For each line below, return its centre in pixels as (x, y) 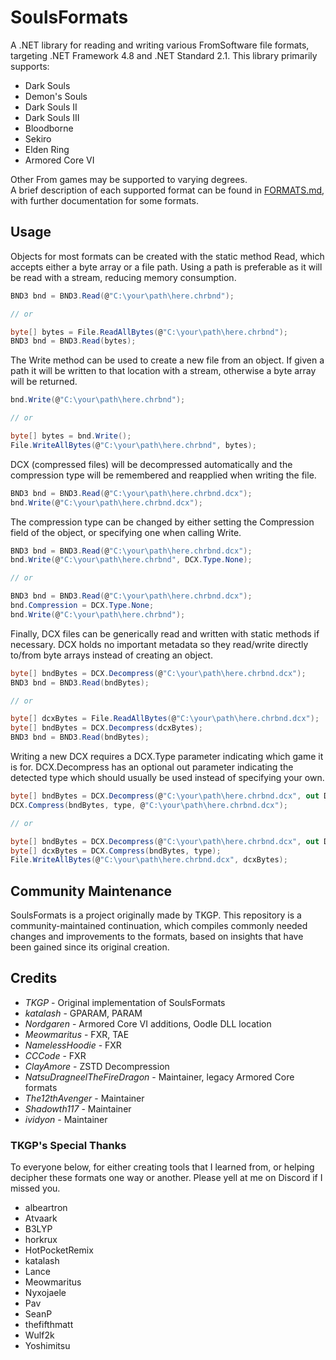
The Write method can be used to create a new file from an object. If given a (167, 360)
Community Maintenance (91, 891)
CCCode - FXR (55, 1055)
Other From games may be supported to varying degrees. (129, 179)
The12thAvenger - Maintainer (84, 1098)
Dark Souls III (52, 117)
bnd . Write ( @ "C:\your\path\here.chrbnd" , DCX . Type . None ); (131, 560)
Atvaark (41, 1218)
